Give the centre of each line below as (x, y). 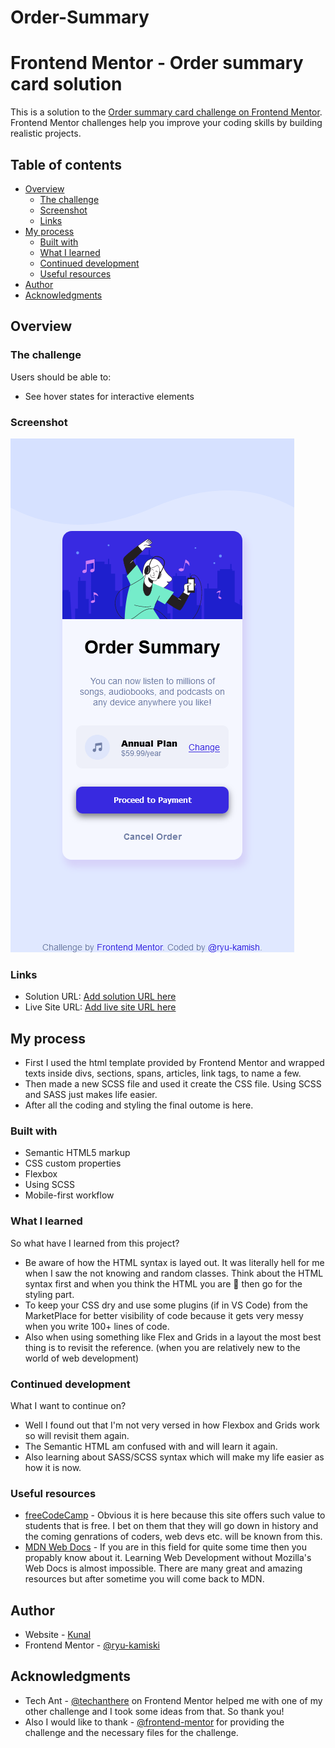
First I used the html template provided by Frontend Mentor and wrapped (174, 1063)
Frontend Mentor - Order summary (157, 63)
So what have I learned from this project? (95, 1243)
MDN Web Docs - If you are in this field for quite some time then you (166, 1547)
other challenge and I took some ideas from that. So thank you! (154, 1711)
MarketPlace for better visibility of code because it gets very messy (164, 1315)
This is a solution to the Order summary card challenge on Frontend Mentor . (166, 112)
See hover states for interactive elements (109, 396)
